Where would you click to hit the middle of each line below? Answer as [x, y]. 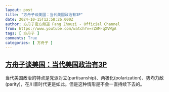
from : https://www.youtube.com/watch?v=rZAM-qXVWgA [61, 29]
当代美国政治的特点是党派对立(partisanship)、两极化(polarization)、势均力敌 [85, 78]
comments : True [21, 38]
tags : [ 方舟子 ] [22, 33]
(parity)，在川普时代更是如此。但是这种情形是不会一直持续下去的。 [75, 84]
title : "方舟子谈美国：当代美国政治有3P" [44, 15]
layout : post [19, 10]
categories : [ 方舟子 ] [29, 43]
